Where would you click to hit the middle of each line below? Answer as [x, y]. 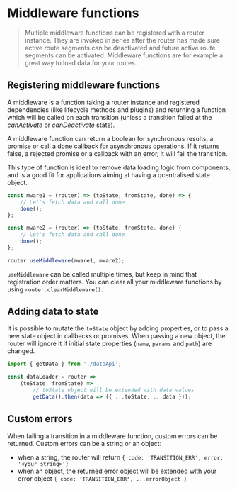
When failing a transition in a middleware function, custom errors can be [112, 436]
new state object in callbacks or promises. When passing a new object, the [116, 336]
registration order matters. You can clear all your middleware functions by [115, 282]
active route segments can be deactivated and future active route [120, 48]
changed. [21, 351]
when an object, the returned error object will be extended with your [117, 471]
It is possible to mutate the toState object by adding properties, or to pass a [118, 328]
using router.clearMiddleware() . [55, 289]
